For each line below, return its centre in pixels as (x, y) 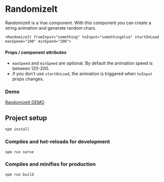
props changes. (28, 79)
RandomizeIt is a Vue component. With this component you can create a (78, 23)
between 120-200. (31, 69)
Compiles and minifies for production (50, 164)
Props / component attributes (36, 52)
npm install (17, 129)
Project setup (26, 118)
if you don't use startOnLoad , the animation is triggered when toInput (82, 74)
